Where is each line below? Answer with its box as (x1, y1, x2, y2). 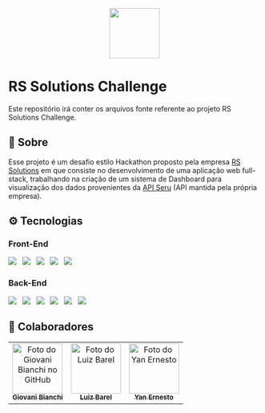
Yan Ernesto (134, 393, 174, 402)
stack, (8, 174, 29, 184)
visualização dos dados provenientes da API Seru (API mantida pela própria (8, 182, 258, 192)
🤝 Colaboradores (8, 320, 94, 334)
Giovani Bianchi (12, 393, 63, 402)
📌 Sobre (8, 136, 49, 149)
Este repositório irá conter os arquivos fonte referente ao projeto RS (8, 103, 232, 113)
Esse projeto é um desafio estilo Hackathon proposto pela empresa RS (8, 156, 242, 167)
